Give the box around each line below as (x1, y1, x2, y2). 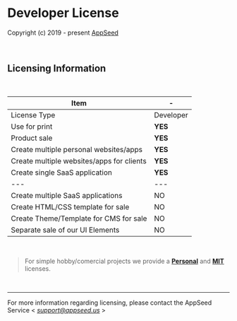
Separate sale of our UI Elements (11, 225, 120, 235)
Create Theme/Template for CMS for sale (11, 214, 147, 223)
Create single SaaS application (11, 168, 113, 177)
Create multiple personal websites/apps (11, 144, 143, 154)
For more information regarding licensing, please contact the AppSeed (7, 298, 212, 307)
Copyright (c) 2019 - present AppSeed (7, 28, 119, 37)
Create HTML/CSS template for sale (11, 202, 130, 211)
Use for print (11, 122, 53, 132)
